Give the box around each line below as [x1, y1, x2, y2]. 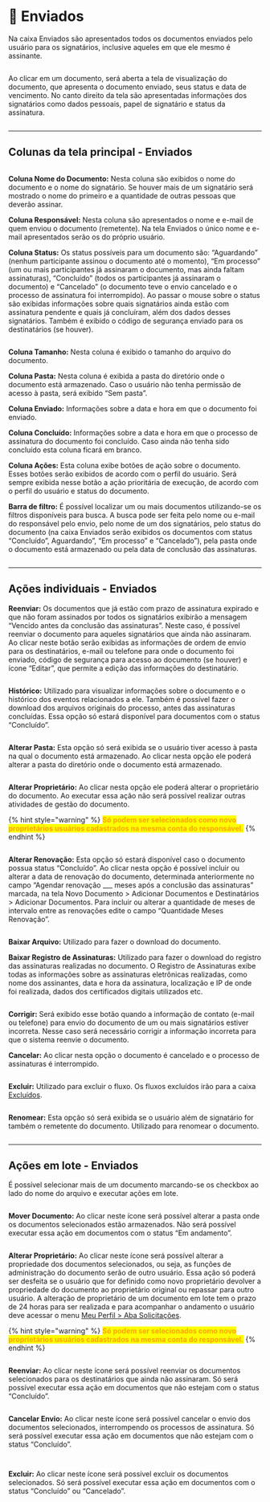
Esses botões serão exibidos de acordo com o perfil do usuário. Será [8, 469, 237, 479]
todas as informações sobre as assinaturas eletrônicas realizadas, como [8, 969, 247, 979]
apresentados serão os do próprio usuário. [23, 232, 166, 242]
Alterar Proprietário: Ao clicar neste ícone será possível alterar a [8, 1251, 223, 1260]
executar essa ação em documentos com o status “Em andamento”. [8, 1228, 233, 1238]
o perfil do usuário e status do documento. [8, 486, 150, 496]
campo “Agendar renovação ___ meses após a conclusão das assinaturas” [8, 880, 254, 890]
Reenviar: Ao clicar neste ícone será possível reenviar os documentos [8, 1365, 241, 1376]
